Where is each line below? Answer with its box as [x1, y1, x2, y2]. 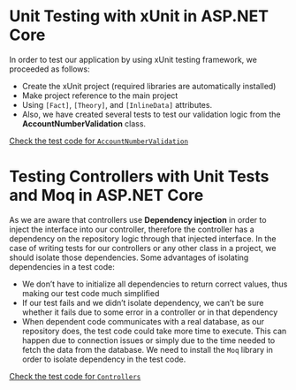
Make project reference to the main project [21, 90, 178, 101]
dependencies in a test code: [9, 261, 115, 271]
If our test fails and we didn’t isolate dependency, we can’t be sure [21, 297, 264, 308]
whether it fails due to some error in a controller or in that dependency [21, 307, 278, 317]
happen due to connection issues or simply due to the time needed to [21, 334, 276, 346]
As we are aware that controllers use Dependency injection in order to [9, 214, 267, 225]
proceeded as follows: [9, 64, 90, 74]
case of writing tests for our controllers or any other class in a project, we [9, 242, 277, 253]
